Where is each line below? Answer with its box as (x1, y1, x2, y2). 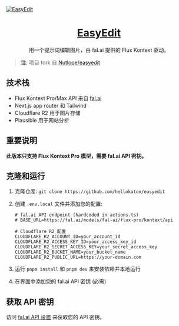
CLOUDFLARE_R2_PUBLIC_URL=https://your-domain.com (14, 254, 142, 261)
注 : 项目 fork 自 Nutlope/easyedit (20, 59, 100, 66)
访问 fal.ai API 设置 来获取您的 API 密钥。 (6, 314, 105, 321)
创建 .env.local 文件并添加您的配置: (14, 200, 103, 208)
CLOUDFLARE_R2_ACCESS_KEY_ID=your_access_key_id (14, 239, 137, 245)
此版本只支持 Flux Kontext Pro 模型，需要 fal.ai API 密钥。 (6, 152, 147, 159)
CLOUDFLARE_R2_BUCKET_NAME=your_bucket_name (14, 250, 126, 255)
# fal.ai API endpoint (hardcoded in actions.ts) (14, 212, 140, 218)
